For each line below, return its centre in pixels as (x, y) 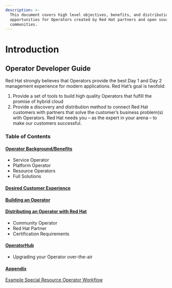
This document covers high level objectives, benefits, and (75, 15)
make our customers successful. (47, 123)
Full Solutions (27, 176)
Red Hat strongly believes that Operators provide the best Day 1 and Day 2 (84, 81)
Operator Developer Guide (48, 68)
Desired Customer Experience (38, 188)
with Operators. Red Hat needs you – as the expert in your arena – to (85, 118)
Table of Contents (28, 137)
